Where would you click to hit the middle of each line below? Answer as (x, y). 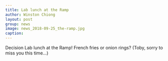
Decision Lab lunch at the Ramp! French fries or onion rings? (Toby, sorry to (84, 48)
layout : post (19, 19)
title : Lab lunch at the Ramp (37, 10)
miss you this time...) (27, 53)
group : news (18, 24)
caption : (14, 33)
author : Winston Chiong (30, 15)
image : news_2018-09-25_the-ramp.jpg (45, 29)
